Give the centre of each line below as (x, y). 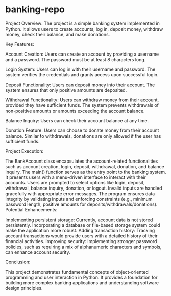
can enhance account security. (38, 252)
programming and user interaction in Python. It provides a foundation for (81, 277)
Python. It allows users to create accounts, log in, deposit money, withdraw (84, 29)
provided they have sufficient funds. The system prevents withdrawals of (82, 105)
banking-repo (35, 9)
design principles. (24, 288)
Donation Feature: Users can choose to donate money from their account (82, 130)
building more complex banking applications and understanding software (82, 282)
